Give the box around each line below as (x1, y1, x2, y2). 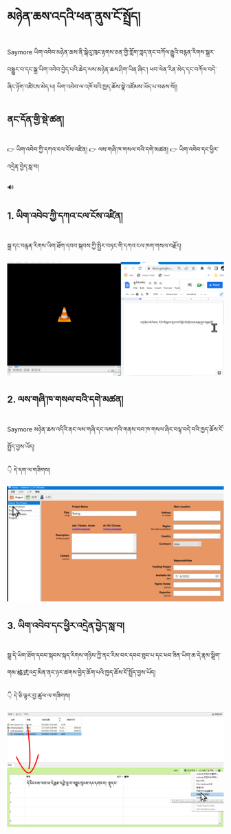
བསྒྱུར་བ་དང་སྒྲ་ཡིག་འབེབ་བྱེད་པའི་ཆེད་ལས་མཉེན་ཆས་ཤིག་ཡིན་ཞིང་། (7, 65, 148, 73)
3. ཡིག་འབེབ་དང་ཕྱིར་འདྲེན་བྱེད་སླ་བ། (7, 619, 125, 632)
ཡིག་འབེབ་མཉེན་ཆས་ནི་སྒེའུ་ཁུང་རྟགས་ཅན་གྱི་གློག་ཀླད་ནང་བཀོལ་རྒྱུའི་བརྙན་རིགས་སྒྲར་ (34, 47, 215, 56)
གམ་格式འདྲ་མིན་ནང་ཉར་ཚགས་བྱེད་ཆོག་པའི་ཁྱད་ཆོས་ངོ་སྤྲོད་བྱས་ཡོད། (7, 668, 156, 676)
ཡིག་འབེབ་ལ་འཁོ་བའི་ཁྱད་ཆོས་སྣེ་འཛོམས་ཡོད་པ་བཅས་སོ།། (56, 82, 177, 90)
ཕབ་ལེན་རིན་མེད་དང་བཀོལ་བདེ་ (149, 65, 217, 73)
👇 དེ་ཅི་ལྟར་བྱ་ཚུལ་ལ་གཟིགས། (7, 692, 71, 700)
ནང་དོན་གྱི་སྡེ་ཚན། (7, 114, 64, 126)
